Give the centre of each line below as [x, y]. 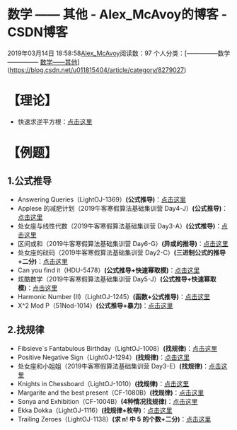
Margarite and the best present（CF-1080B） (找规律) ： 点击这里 [111, 393]
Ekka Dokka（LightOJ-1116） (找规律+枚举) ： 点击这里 [95, 410]
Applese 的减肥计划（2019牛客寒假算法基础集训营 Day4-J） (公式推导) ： [123, 208]
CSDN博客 [38, 32]
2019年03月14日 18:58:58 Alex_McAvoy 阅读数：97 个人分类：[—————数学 [119, 53]
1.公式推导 [30, 181]
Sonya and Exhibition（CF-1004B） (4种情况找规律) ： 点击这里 [108, 401]
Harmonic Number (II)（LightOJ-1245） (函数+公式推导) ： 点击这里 [114, 296]
